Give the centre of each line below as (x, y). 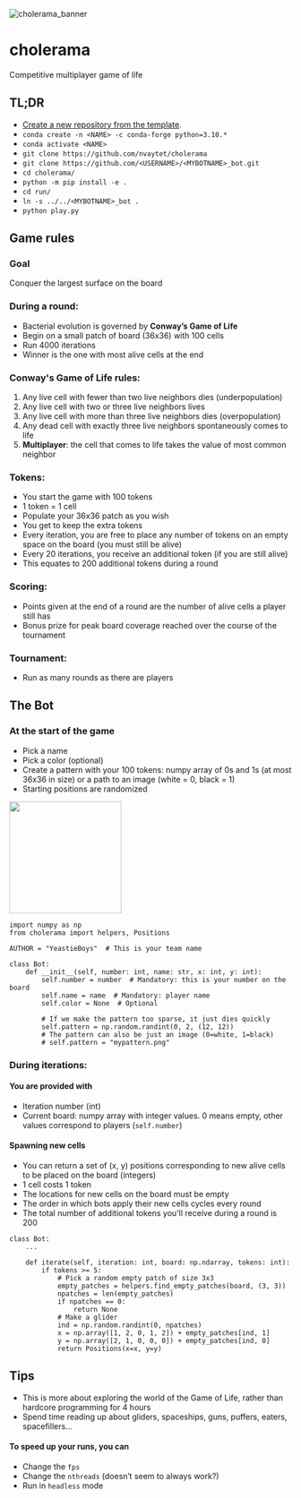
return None (95, 1309)
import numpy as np (46, 925)
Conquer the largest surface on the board (86, 283)
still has (36, 616)
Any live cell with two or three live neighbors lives (114, 407)
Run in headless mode (63, 1485)
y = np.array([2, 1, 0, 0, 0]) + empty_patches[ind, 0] (163, 1340)
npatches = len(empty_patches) (116, 1294)
